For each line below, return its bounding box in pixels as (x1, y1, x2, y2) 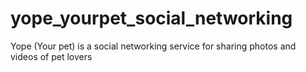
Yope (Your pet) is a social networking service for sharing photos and (10, 40, 297, 52)
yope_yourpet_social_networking (10, 7, 293, 30)
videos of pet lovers (10, 50, 93, 62)
